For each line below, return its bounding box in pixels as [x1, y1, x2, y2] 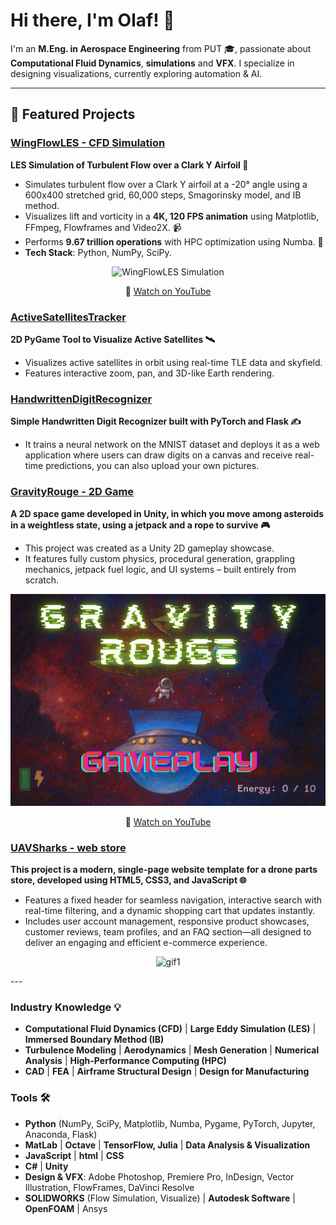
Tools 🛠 [10, 1091, 51, 1105]
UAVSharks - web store [10, 840, 127, 854]
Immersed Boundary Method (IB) [24, 1034, 165, 1046]
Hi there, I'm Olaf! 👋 [10, 9, 175, 32]
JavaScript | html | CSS [24, 1149, 125, 1161]
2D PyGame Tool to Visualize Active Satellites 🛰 [10, 333, 215, 345]
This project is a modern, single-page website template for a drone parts [10, 864, 318, 876]
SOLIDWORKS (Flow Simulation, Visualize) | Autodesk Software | [24, 1192, 296, 1204]
